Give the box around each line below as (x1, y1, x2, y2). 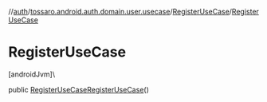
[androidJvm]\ (8, 69, 56, 79)
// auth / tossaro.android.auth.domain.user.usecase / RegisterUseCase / (8, 7, 233, 16)
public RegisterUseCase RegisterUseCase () (8, 84, 150, 94)
